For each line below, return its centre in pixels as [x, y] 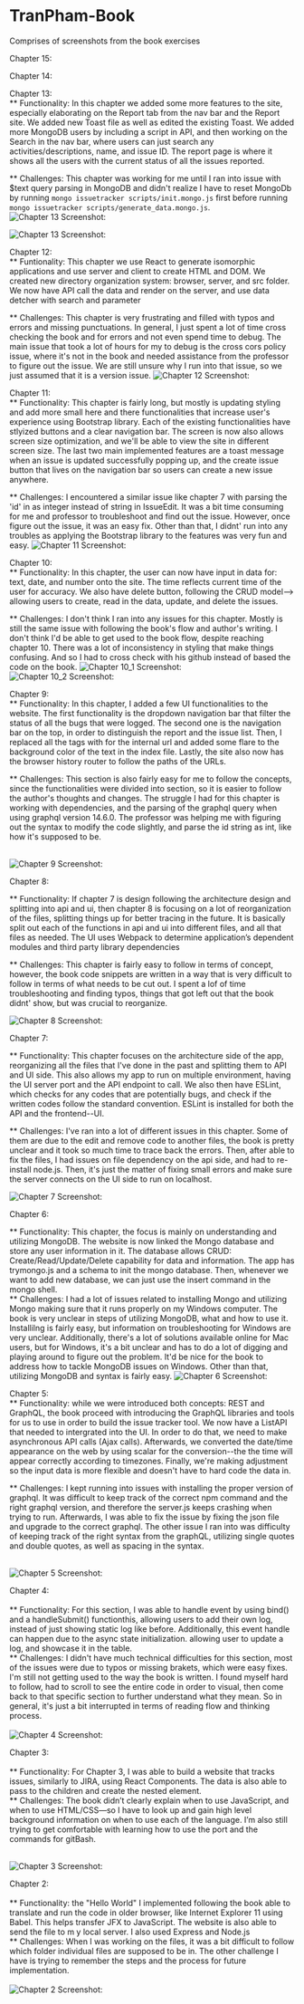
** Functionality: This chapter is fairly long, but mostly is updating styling [145, 402]
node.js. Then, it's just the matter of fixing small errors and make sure [162, 1169]
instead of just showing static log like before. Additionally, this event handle [150, 1629]
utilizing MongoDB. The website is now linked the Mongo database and [142, 1241]
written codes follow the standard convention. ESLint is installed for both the [152, 1103]
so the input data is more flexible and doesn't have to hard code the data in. [150, 1470]
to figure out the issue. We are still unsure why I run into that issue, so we [146, 365]
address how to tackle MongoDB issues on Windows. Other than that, [139, 1366]
